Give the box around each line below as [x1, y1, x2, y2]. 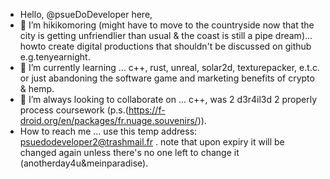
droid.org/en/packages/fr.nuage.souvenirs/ [19, 115, 198, 126]
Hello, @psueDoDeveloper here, [19, 9, 153, 20]
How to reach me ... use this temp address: [19, 125, 198, 137]
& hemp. [19, 83, 55, 94]
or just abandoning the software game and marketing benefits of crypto [19, 72, 315, 84]
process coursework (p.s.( [19, 104, 129, 116]
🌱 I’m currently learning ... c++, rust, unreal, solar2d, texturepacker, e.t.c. [19, 62, 320, 73]
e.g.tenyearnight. [19, 51, 91, 63]
